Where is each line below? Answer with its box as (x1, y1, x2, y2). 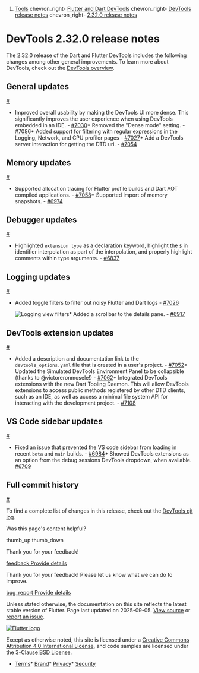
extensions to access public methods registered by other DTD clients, (14, 387, 185, 394)
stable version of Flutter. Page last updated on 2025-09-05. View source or (6, 606, 191, 614)
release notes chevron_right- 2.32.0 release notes (14, 11, 138, 18)
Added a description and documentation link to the (14, 355, 140, 362)
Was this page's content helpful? (6, 525, 86, 532)
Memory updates (6, 157, 71, 168)
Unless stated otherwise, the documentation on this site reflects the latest (6, 600, 187, 608)
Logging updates (6, 271, 70, 282)
